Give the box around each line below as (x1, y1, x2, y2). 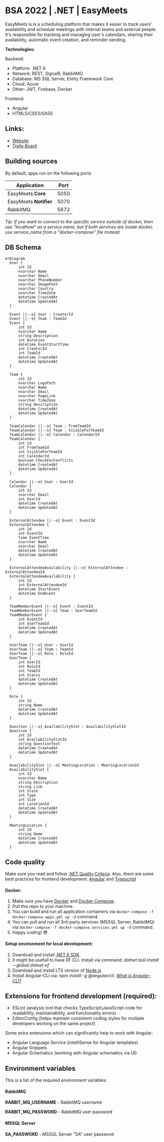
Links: (5, 125, 24, 133)
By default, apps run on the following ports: (5, 170, 93, 176)
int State (18, 789, 38, 794)
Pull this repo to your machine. (12, 903, 74, 909)
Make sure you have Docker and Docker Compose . (12, 898, 116, 904)
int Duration (18, 338, 45, 343)
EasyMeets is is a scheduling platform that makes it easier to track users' (5, 21, 152, 27)
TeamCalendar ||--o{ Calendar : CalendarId (9, 432, 99, 437)
